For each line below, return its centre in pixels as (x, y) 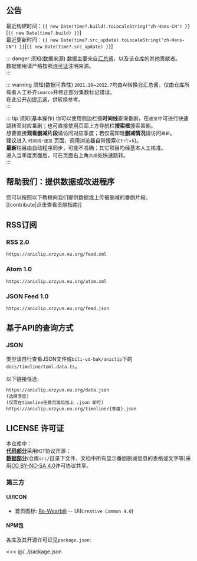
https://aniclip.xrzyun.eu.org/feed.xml (57, 255)
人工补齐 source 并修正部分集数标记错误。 (65, 92)
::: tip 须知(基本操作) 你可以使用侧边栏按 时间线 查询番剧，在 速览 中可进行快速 (97, 118)
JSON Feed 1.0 (27, 296)
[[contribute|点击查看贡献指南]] (44, 204)
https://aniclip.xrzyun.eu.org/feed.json (58, 308)
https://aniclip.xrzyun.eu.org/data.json (58, 390)
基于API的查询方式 (40, 328)
